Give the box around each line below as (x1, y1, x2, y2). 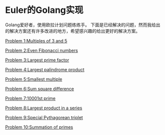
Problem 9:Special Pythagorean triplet (5, 114, 83, 120)
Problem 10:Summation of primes (5, 124, 74, 130)
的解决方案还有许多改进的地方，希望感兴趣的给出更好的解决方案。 (5, 28, 140, 34)
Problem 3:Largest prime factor (5, 57, 70, 63)
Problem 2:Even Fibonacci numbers (5, 47, 78, 53)
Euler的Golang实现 (5, 4, 83, 16)
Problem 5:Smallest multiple (5, 76, 63, 82)
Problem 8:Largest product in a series (5, 105, 82, 111)
